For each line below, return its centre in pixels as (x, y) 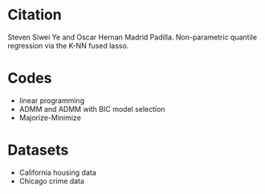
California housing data (58, 172)
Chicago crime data (52, 181)
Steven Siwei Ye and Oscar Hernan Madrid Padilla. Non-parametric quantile (132, 37)
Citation (35, 15)
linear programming (52, 100)
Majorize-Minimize (50, 118)
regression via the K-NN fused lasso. (68, 45)
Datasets (38, 150)
